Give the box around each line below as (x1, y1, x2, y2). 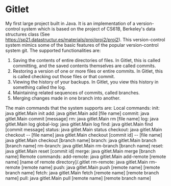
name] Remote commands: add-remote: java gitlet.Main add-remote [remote (5, 153, 166, 160)
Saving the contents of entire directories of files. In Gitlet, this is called (12, 57, 161, 63)
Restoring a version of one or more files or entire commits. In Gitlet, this (12, 68, 163, 74)
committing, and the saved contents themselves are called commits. (12, 63, 156, 69)
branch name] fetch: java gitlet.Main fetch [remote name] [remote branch (5, 169, 159, 176)
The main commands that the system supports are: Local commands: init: (5, 105, 160, 111)
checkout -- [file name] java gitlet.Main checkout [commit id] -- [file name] (5, 132, 162, 138)
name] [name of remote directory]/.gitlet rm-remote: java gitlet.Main (5, 159, 148, 165)
